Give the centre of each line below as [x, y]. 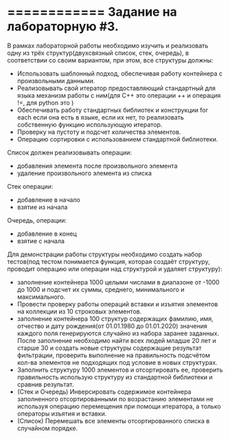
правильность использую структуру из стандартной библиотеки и [115, 377]
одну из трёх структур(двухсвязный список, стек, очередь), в [98, 53]
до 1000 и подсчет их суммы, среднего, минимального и [101, 289]
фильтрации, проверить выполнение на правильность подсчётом [114, 355]
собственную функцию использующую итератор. [90, 124]
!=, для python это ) [45, 102]
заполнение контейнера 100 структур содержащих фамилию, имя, [115, 318]
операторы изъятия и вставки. [62, 414]
